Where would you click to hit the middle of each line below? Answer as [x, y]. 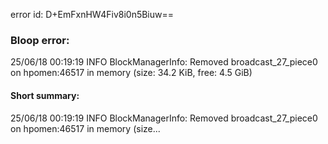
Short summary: [45, 95]
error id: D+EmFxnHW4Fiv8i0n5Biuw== [92, 14]
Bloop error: [40, 40]
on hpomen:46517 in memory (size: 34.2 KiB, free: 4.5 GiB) [131, 73]
